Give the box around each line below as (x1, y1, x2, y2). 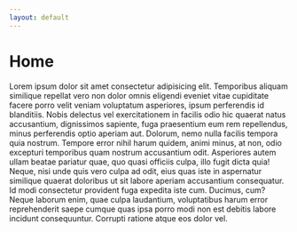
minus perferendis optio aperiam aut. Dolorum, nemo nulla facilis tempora (9, 128, 278, 139)
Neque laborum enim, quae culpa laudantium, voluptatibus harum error (9, 194, 269, 204)
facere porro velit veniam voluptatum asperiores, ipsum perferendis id (9, 100, 264, 110)
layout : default (9, 12, 69, 22)
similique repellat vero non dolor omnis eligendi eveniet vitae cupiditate (9, 90, 269, 100)
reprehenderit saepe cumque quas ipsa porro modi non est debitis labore (9, 204, 277, 214)
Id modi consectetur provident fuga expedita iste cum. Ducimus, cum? (9, 184, 266, 196)
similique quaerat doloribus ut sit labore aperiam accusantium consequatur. (9, 175, 285, 186)
